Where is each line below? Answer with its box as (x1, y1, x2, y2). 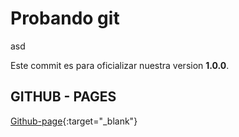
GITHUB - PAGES (10, 88, 117, 106)
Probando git (10, 7, 120, 30)
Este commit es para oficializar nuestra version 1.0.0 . (10, 59, 230, 71)
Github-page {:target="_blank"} (10, 115, 138, 127)
